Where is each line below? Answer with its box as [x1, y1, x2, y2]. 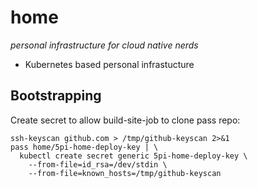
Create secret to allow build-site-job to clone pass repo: [10, 114, 241, 126]
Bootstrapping [10, 87, 102, 105]
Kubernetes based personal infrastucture [24, 58, 195, 70]
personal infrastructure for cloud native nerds [10, 39, 199, 51]
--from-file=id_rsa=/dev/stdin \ [28, 159, 168, 170]
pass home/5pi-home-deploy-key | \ [10, 142, 159, 152]
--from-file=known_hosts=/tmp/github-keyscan [28, 168, 222, 178]
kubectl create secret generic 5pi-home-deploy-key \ [19, 151, 248, 161]
